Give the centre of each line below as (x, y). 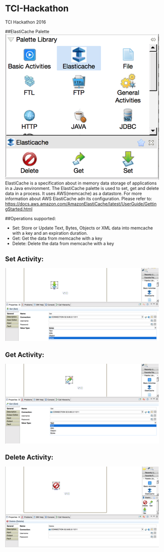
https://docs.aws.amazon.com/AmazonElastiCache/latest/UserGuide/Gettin (81, 204)
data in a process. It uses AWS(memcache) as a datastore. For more (74, 194)
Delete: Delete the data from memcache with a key (63, 244)
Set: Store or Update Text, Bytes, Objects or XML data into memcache (82, 228)
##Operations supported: (31, 219)
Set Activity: (24, 259)
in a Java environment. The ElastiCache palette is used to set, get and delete (82, 188)
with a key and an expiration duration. (50, 233)
